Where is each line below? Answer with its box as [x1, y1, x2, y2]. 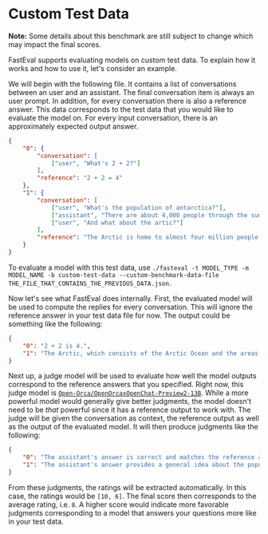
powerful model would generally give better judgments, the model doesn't [8, 397, 252, 406]
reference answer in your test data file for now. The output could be [8, 311, 231, 320]
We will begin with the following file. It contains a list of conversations [8, 79, 237, 89]
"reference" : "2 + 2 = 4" [37, 174, 124, 182]
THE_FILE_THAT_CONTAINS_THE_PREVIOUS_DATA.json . [8, 278, 171, 287]
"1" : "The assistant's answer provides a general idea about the [22, 461, 245, 469]
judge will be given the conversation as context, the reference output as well [8, 413, 259, 423]
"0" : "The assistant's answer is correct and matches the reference [22, 453, 255, 461]
